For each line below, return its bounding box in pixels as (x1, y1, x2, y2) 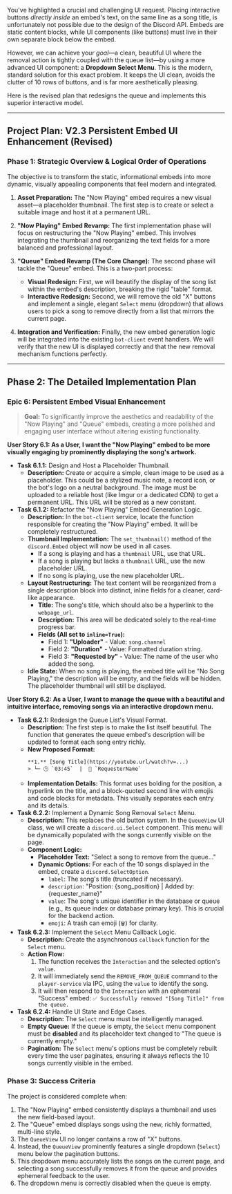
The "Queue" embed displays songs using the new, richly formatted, (17, 1120, 212, 1128)
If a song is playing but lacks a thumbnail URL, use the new (37, 557, 206, 566)
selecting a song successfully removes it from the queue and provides (17, 1164, 217, 1173)
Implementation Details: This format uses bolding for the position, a (27, 779, 222, 787)
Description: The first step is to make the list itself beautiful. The (27, 723, 212, 731)
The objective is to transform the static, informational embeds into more (7, 172, 211, 180)
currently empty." (27, 1037, 77, 1045)
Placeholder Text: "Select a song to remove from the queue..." (37, 853, 216, 861)
